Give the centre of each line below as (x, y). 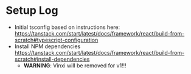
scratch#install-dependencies (52, 59)
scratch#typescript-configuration (56, 40)
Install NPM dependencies (47, 46)
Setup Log (32, 11)
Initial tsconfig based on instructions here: (67, 27)
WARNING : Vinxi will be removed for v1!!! (75, 65)
